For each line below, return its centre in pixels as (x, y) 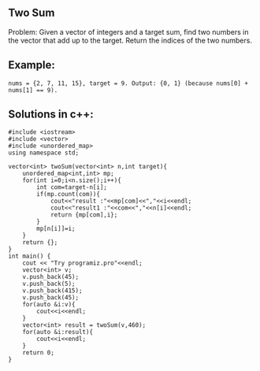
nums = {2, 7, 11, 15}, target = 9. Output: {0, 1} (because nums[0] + (128, 83)
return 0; (39, 353)
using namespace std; (44, 153)
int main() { (30, 256)
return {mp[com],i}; (84, 215)
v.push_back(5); (49, 284)
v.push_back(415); (52, 291)
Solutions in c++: (51, 115)
